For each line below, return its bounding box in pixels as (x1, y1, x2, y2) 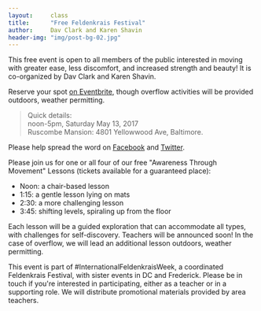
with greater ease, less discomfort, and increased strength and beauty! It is (8, 64, 252, 73)
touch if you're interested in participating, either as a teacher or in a (8, 279, 226, 288)
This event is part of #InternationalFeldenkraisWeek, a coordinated (8, 262, 224, 272)
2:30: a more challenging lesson (19, 198, 124, 208)
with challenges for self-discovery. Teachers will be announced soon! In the (8, 230, 254, 240)
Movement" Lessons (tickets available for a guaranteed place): (8, 166, 211, 176)
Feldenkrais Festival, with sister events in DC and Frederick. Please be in (8, 271, 243, 280)
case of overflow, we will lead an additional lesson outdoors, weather (8, 239, 232, 248)
